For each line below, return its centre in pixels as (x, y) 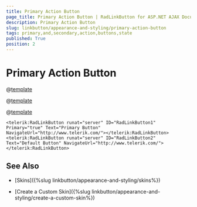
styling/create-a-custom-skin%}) (55, 198)
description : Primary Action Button (51, 22)
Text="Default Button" (34, 143)
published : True (26, 39)
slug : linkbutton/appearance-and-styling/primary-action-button (86, 28)
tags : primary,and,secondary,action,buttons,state (69, 33)
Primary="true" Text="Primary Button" (53, 127)
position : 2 (21, 44)
